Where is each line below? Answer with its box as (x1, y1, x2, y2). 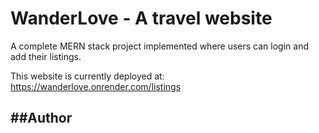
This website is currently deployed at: (10, 70, 165, 82)
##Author (10, 110, 73, 127)
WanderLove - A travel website (10, 7, 273, 30)
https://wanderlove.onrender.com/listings (10, 80, 182, 92)
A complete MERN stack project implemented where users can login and (10, 40, 310, 52)
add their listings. (10, 50, 82, 62)
